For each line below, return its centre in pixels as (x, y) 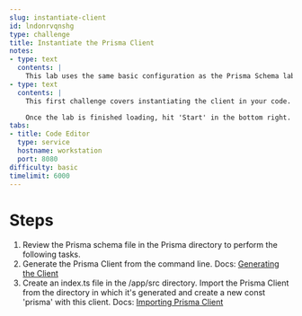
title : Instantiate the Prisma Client (82, 43)
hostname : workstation (60, 151)
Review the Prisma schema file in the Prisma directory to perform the (150, 245)
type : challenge (40, 34)
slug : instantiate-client (58, 18)
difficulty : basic (44, 167)
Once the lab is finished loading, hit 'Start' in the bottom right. (159, 118)
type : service (44, 143)
